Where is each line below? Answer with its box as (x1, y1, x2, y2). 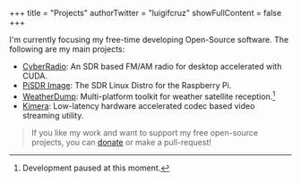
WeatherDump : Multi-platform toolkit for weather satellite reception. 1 (21, 89, 276, 102)
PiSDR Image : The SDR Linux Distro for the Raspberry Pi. (21, 80, 232, 90)
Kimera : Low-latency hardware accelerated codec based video (21, 100, 255, 111)
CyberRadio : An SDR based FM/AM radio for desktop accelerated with (21, 62, 282, 71)
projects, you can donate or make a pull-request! (30, 136, 212, 147)
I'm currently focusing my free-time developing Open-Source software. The (9, 35, 289, 45)
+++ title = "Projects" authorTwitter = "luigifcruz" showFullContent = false (9, 8, 282, 18)
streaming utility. (21, 110, 84, 120)
